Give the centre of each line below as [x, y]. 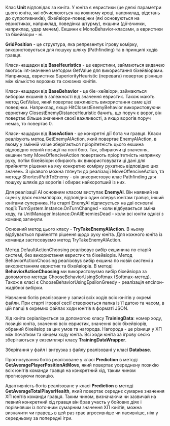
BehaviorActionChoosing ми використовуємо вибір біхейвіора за [76, 271]
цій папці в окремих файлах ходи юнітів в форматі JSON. [67, 308]
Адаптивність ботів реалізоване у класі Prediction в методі [69, 386]
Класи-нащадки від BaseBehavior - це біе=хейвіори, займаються [76, 91]
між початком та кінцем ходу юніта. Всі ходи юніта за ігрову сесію [78, 334]
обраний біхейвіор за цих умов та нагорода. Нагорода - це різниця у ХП [84, 329]
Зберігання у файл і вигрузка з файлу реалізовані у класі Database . [78, 350]
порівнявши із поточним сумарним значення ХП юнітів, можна [74, 407]
